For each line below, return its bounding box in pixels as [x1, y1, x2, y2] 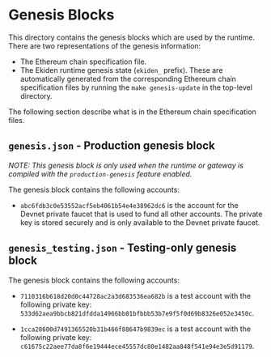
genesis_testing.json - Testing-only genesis [8, 241, 237, 255]
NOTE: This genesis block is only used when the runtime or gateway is [8, 160, 244, 170]
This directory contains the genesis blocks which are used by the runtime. [8, 32, 256, 42]
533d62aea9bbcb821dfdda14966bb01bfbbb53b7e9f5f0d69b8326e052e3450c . [19, 308, 255, 317]
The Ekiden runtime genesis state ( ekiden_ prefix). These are [19, 65, 223, 74]
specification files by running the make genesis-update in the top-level [19, 83, 253, 92]
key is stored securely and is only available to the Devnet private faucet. [19, 217, 260, 227]
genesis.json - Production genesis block [8, 139, 216, 153]
